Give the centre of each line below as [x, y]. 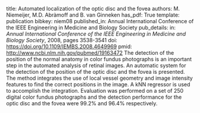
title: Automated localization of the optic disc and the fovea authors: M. [93, 9]
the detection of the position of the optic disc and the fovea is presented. [96, 72]
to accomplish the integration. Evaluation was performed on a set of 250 [95, 91]
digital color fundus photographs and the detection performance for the [94, 97]
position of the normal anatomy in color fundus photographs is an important [99, 59]
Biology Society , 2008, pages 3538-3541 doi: [62, 40]
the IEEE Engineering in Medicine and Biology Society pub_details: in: [91, 27]
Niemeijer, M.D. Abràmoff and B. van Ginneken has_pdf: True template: [93, 15]
